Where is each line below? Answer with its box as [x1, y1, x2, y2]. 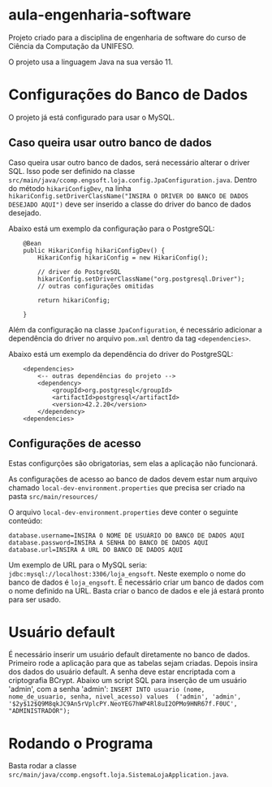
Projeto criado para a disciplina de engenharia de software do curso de [8, 33, 247, 42]
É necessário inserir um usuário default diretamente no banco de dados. [8, 650, 250, 659]
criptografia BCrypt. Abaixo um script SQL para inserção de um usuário [8, 676, 248, 685]
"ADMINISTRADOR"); [8, 707, 71, 715]
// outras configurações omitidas [37, 282, 154, 290]
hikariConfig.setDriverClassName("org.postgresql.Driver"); [37, 275, 245, 283]
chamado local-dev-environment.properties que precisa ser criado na [8, 482, 245, 493]
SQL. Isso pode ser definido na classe [8, 166, 136, 176]
